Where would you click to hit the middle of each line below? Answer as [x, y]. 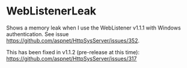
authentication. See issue [38, 34]
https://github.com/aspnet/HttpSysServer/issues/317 [72, 58]
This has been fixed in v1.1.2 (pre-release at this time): [73, 52]
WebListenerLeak [51, 11]
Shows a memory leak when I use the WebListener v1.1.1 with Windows [94, 28]
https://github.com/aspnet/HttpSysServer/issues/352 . [73, 40]
